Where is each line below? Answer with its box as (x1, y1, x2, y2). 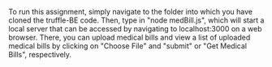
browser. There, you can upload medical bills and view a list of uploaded (8, 32, 251, 42)
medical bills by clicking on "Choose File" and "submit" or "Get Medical (8, 41, 248, 51)
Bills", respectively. (8, 50, 71, 59)
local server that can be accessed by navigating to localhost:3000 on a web (8, 24, 262, 33)
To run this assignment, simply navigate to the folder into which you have (8, 7, 253, 16)
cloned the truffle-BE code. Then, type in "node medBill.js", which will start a (8, 15, 265, 25)
